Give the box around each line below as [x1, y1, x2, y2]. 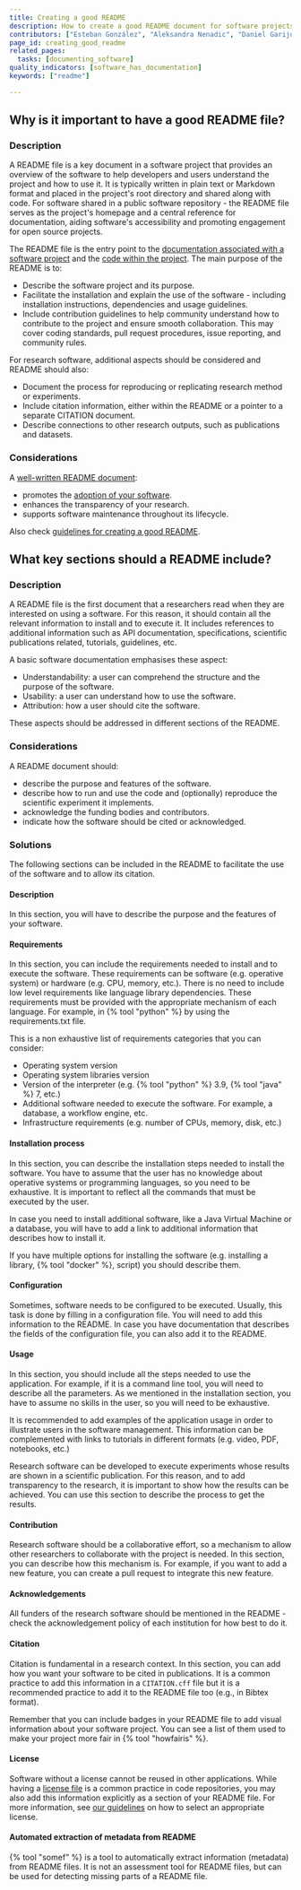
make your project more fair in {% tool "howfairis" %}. [9, 1732, 209, 1744]
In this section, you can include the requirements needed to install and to [9, 958, 278, 969]
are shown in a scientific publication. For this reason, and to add [9, 1470, 245, 1481]
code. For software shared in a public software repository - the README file [9, 198, 289, 209]
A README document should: [9, 760, 119, 771]
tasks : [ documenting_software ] [17, 55, 134, 64]
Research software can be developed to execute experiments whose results [9, 1461, 289, 1471]
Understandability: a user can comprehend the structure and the [21, 672, 261, 682]
